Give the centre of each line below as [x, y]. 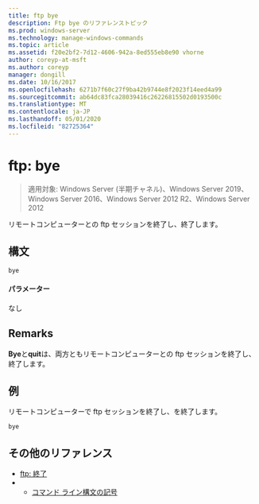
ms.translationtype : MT [48, 104]
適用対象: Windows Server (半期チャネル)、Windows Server [126, 188]
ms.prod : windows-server [49, 30]
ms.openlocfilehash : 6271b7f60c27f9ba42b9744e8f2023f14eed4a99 [115, 89]
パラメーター [29, 289]
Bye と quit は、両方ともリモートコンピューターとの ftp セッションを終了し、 [132, 354]
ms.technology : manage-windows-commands [76, 38]
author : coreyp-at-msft [48, 60]
